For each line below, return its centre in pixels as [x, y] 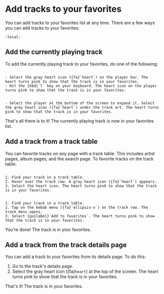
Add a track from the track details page [66, 245]
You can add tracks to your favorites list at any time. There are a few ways [80, 23]
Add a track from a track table [52, 142]
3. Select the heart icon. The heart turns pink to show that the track [81, 186]
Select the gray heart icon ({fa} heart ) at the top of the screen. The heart [85, 271]
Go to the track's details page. [43, 266]
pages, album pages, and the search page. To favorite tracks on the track [79, 159]
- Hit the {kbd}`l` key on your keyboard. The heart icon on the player [81, 86]
